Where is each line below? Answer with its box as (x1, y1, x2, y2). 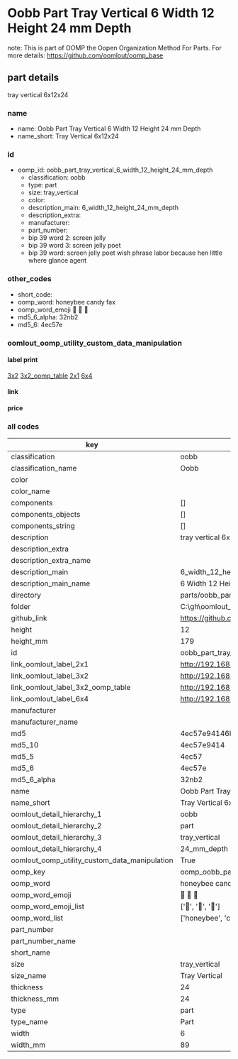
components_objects (11, 510, 81, 520)
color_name (11, 486, 50, 496)
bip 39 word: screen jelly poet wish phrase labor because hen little (28, 248, 223, 257)
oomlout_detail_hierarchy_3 (11, 833, 102, 843)
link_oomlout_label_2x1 (11, 659, 89, 669)
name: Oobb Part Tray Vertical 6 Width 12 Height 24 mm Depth (17, 124, 201, 133)
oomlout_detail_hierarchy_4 (11, 844, 102, 854)
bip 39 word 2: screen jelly (28, 234, 106, 242)
